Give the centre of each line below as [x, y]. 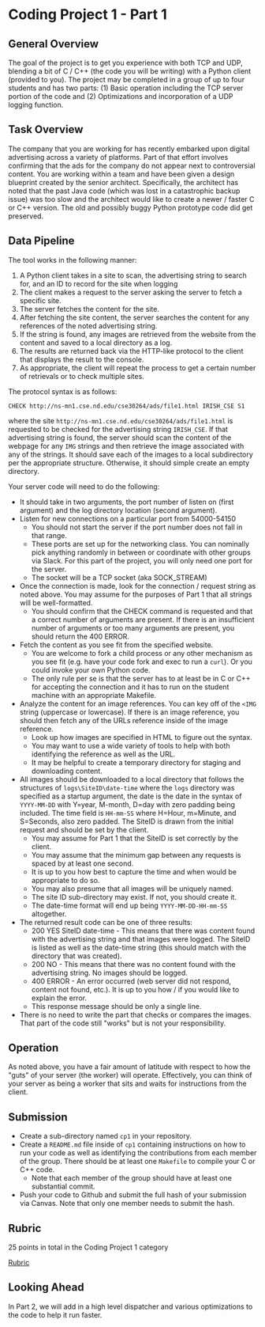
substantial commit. [63, 1187]
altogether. [49, 914]
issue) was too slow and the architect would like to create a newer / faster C [131, 199]
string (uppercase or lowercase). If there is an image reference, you [129, 712]
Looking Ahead [46, 1287]
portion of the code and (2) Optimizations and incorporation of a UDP [121, 96]
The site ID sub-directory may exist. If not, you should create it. [134, 897]
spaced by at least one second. [82, 863]
